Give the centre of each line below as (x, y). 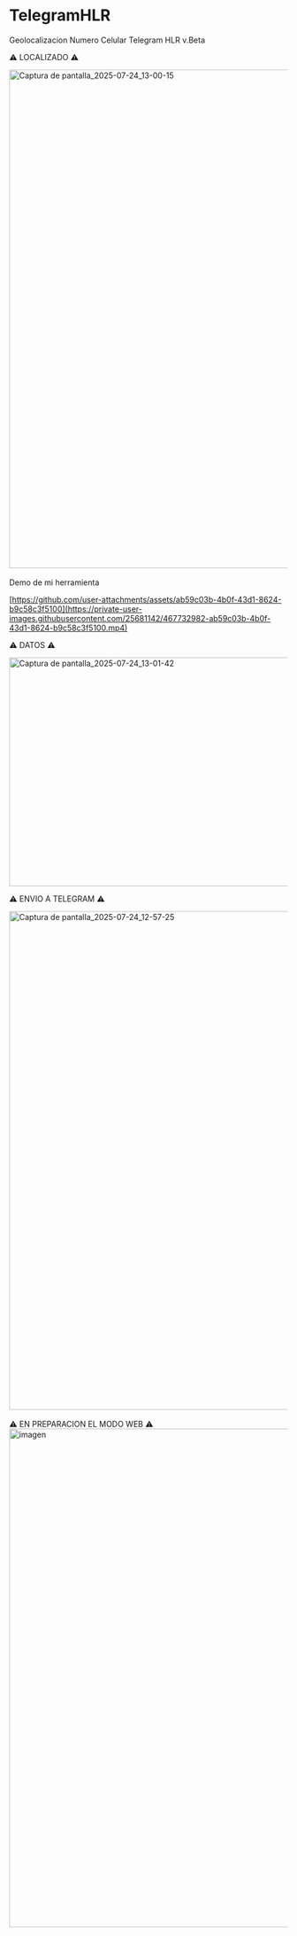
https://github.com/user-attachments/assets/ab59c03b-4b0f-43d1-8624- (147, 599)
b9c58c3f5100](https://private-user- (76, 609)
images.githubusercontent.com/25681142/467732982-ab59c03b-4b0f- (140, 618)
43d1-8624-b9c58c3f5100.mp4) (69, 628)
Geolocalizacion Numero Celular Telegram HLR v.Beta (107, 40)
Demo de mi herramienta (54, 582)
